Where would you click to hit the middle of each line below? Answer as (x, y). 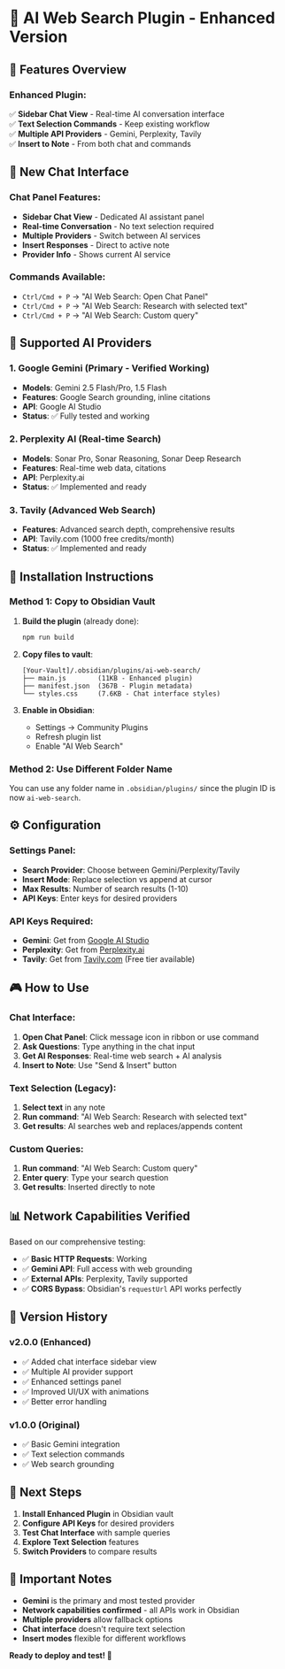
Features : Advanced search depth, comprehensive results (128, 529)
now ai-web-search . (45, 797)
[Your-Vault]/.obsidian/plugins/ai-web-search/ (111, 670)
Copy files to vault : (57, 654)
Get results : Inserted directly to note (89, 1187)
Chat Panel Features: (55, 197)
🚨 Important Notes (61, 1579)
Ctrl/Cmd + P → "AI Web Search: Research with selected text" (135, 305)
